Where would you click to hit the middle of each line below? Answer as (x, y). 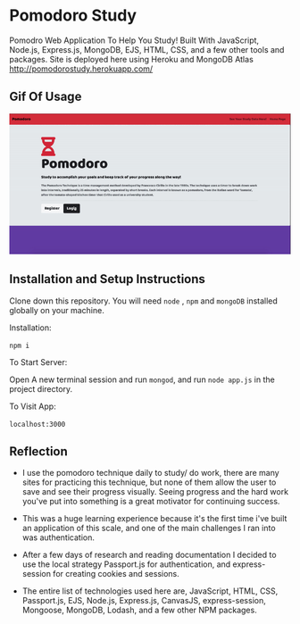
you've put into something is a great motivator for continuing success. (151, 502)
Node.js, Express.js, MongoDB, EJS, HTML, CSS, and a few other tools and (147, 49)
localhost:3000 (37, 424)
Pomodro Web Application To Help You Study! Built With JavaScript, (134, 40)
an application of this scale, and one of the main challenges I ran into (149, 528)
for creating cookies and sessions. (117, 574)
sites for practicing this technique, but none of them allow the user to (149, 482)
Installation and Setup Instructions (107, 279)
